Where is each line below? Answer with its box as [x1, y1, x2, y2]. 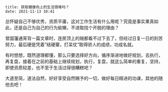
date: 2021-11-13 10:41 [5, 9, 55, 14]
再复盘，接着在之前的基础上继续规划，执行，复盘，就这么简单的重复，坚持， [5, 58, 163, 64]
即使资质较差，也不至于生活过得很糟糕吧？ [5, 64, 93, 70]
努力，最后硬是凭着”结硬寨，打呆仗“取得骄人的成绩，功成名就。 [5, 41, 136, 47]
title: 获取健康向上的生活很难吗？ [5, 4, 69, 9]
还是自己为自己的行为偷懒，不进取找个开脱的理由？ [13, 24, 119, 30]
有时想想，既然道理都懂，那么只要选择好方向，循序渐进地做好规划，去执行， [5, 52, 163, 58]
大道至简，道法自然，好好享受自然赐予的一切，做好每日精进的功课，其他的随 [5, 75, 163, 81]
